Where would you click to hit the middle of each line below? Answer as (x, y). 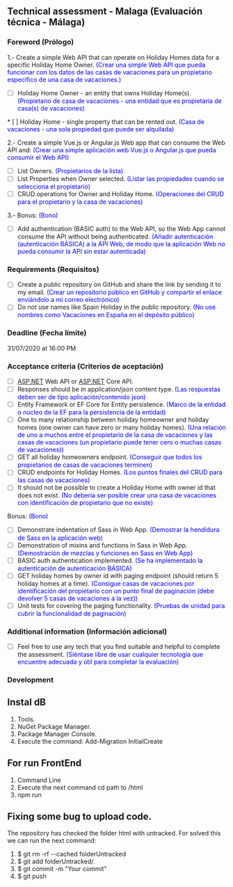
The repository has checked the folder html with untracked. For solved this (114, 833)
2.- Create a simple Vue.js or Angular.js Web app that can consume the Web (116, 143)
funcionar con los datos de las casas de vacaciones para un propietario (110, 72)
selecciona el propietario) (54, 186)
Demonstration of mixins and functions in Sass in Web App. (102, 545)
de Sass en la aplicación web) (60, 538)
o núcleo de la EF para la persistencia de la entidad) (91, 413)
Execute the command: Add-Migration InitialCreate (90, 741)
